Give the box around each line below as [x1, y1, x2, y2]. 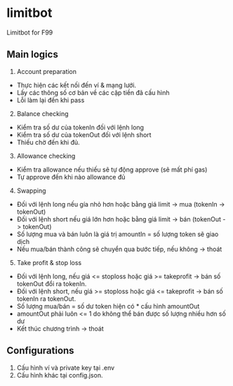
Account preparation [16, 67, 77, 75]
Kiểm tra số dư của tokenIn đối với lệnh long [16, 123, 145, 131]
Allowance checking [16, 151, 76, 160]
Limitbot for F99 [6, 28, 53, 37]
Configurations [6, 345, 74, 356]
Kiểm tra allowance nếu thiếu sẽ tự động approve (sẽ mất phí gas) [16, 165, 208, 174]
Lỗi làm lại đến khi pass [16, 96, 85, 104]
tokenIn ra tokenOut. [16, 294, 76, 303]
